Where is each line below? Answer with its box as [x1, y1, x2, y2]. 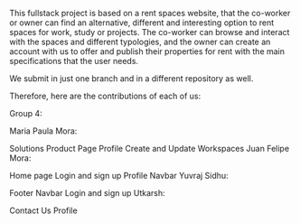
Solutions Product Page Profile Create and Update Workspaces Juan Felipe [9, 144, 290, 153]
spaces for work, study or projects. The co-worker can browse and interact [9, 27, 290, 37]
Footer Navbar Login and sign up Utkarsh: [9, 188, 165, 198]
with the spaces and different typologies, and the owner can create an [9, 36, 271, 47]
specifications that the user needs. [9, 56, 138, 66]
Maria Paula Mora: [9, 125, 78, 136]
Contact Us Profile [9, 205, 79, 216]
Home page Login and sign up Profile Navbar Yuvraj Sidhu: [9, 171, 229, 181]
